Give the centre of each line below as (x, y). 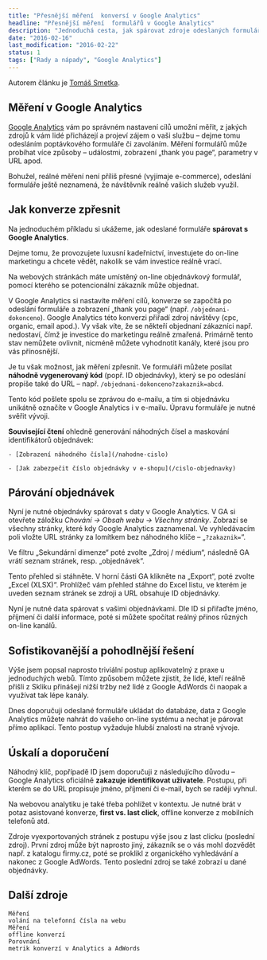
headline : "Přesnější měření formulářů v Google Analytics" (112, 23)
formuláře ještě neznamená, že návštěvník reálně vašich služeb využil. (124, 185)
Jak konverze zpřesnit (64, 210)
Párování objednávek (62, 492)
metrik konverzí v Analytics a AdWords (74, 948)
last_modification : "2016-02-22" (64, 45)
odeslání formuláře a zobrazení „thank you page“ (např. (99, 309)
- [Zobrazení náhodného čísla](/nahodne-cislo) (89, 455)
